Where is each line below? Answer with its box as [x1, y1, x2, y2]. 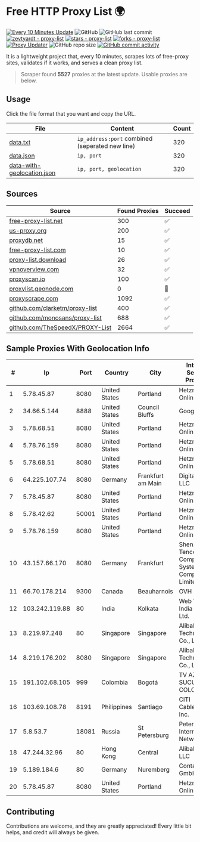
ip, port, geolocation [77, 165, 142, 172]
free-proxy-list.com [9, 246, 67, 254]
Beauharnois [137, 587, 174, 596]
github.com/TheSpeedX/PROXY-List [9, 323, 112, 332]
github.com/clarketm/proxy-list [9, 304, 97, 312]
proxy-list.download [9, 255, 67, 264]
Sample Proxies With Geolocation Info [6, 343, 150, 354]
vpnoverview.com [9, 265, 60, 273]
